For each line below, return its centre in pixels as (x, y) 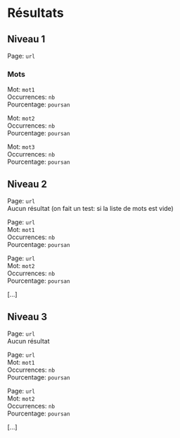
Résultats (36, 13)
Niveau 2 (27, 184)
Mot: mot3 (21, 147)
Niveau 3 (27, 316)
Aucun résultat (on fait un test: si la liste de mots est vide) (90, 209)
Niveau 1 (26, 39)
